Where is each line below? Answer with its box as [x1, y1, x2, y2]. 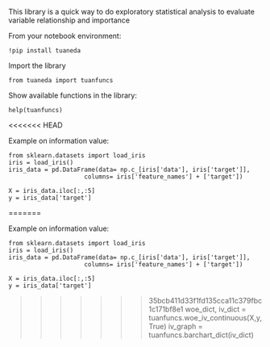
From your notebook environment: [8, 31, 122, 40]
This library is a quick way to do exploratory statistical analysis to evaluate [8, 7, 255, 16]
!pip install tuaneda [8, 47, 81, 55]
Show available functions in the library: [8, 90, 137, 100]
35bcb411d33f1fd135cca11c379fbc [148, 296, 263, 305]
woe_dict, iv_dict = [185, 304, 247, 314]
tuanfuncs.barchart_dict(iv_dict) [148, 330, 254, 340]
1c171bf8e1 [148, 304, 184, 314]
